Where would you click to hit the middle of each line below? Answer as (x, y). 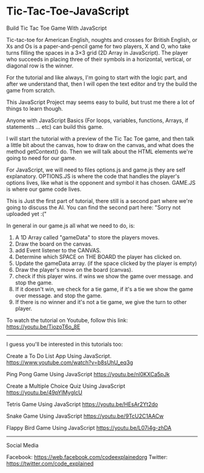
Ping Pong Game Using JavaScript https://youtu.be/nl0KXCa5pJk (88, 374)
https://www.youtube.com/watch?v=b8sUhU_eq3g (70, 362)
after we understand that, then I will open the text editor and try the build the (102, 84)
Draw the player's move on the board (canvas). (74, 269)
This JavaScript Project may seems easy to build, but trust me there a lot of (100, 102)
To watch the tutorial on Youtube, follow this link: (67, 320)
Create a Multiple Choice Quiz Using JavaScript (66, 386)
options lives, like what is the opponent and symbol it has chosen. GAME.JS (101, 182)
